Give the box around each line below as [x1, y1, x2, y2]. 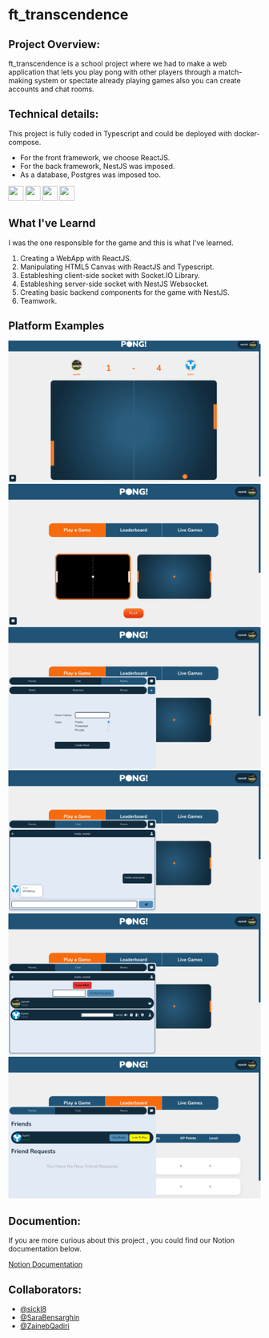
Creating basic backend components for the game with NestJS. [19, 287, 230, 297]
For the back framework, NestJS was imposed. [19, 161, 175, 171]
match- [218, 67, 243, 77]
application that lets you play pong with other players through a [8, 67, 217, 77]
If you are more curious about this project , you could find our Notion [8, 1235, 235, 1245]
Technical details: [8, 107, 99, 121]
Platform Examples [8, 319, 105, 333]
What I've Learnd [8, 216, 96, 230]
